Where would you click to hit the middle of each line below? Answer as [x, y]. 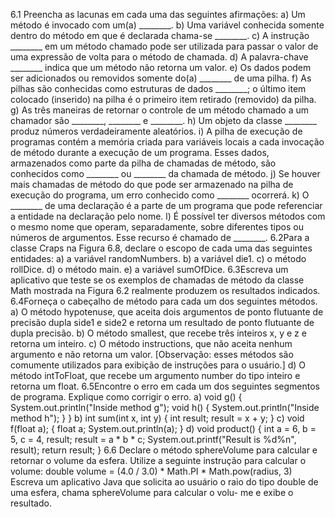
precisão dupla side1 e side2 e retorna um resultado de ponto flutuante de [162, 322]
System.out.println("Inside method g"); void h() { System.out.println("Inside [165, 407]
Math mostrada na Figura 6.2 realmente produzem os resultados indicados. [165, 290]
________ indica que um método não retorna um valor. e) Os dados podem [161, 67]
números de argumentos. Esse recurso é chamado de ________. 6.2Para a [160, 237]
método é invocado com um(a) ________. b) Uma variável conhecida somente [167, 25]
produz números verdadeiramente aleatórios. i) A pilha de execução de [156, 131]
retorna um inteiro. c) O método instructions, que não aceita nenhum [151, 343]
